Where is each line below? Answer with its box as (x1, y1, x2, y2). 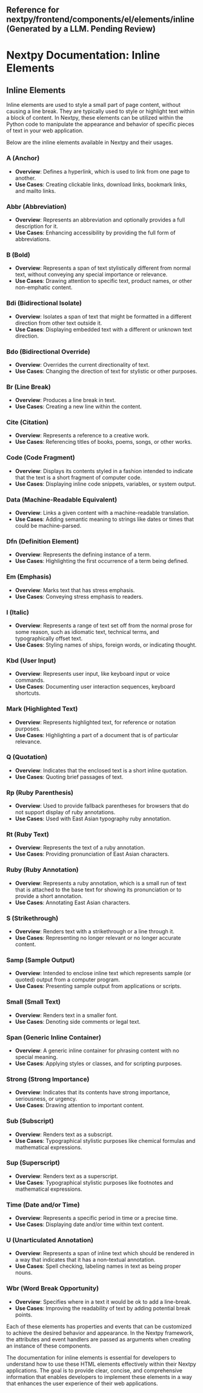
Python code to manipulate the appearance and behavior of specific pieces (6, 121, 195, 128)
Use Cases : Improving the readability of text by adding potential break (15, 1304, 191, 1312)
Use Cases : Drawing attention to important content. (15, 1102, 144, 1109)
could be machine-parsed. (15, 522, 82, 530)
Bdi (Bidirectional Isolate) (6, 299, 82, 307)
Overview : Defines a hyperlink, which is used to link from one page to (15, 168, 190, 175)
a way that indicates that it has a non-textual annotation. (15, 1256, 156, 1264)
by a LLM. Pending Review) (52, 24, 156, 34)
